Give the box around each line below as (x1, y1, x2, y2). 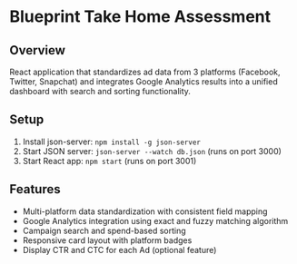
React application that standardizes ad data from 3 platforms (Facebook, (9, 66, 281, 77)
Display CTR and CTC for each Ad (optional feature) (22, 244, 217, 255)
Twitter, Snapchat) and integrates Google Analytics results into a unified (9, 76, 279, 87)
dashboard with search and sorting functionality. (9, 86, 191, 96)
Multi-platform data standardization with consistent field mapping (22, 206, 268, 217)
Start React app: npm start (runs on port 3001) (22, 155, 197, 166)
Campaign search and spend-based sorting (22, 225, 186, 236)
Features (9, 181, 61, 197)
